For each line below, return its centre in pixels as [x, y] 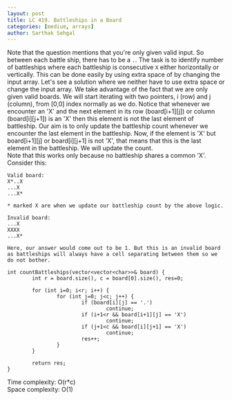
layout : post [26, 13]
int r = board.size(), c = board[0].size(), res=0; [108, 279]
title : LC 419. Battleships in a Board [65, 20]
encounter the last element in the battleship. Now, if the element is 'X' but [112, 134]
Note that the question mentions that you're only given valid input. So [106, 53]
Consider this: [27, 163]
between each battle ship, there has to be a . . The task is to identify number [116, 60]
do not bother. [29, 260]
